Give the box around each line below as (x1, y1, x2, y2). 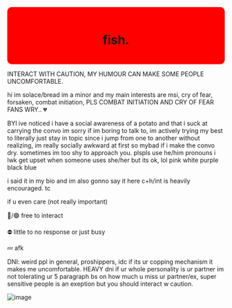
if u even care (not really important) (7, 197, 108, 206)
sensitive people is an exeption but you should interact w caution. (7, 280, 193, 288)
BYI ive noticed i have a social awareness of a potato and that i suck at (7, 119, 208, 127)
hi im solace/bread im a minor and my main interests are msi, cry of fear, (7, 90, 213, 99)
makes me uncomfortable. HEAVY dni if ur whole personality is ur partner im (7, 264, 224, 273)
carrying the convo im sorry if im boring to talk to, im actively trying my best (7, 126, 223, 134)
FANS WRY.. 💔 (7, 105, 48, 114)
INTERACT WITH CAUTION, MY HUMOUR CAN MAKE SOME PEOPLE (7, 69, 204, 78)
